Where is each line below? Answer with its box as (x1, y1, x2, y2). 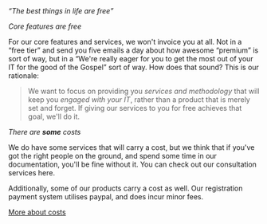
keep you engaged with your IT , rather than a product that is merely (27, 95, 251, 104)
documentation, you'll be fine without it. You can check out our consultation (8, 159, 257, 169)
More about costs (8, 207, 66, 217)
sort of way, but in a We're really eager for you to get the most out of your (8, 54, 253, 63)
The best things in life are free (11, 6, 111, 15)
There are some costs (8, 128, 81, 136)
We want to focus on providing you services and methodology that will (27, 86, 260, 96)
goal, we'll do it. (27, 112, 80, 121)
